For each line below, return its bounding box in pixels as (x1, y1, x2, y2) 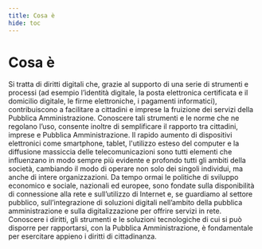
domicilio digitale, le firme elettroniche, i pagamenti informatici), (8, 96, 217, 106)
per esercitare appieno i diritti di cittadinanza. (8, 231, 157, 241)
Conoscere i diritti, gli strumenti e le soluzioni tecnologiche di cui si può (8, 215, 243, 224)
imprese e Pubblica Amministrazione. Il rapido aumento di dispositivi (8, 130, 233, 140)
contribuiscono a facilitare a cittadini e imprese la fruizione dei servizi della (8, 105, 253, 115)
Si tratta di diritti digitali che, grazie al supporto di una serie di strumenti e (8, 80, 249, 89)
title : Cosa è (8, 11, 56, 20)
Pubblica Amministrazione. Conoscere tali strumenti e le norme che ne (8, 113, 240, 123)
